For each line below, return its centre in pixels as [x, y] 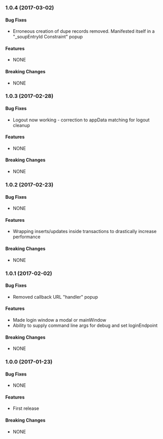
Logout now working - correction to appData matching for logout [81, 120]
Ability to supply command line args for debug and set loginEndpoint [85, 325]
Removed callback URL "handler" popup [55, 297]
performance [27, 237]
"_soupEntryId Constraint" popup [48, 37]
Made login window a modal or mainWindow [59, 320]
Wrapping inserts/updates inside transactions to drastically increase [85, 232]
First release [26, 408]
